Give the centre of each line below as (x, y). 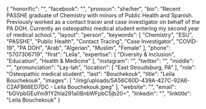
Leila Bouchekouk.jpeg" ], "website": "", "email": (115, 87)
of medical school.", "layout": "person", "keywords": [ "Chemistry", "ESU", (100, 35)
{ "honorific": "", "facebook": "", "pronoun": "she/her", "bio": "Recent (93, 9)
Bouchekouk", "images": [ (39, 80)
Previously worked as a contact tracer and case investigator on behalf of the (103, 22)
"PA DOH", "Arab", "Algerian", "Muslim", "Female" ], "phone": (94, 48)
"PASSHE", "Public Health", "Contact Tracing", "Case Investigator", (91, 41)
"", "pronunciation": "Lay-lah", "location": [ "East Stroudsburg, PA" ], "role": (101, 67)
